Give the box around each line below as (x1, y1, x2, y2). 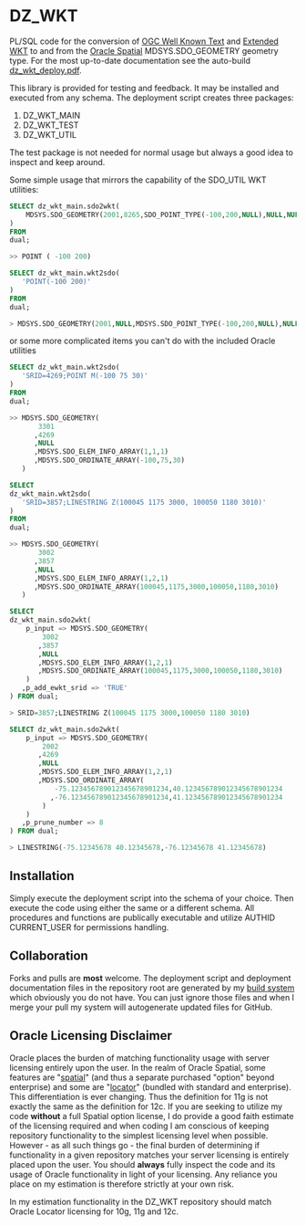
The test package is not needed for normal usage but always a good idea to (9, 147, 294, 158)
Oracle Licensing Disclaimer (9, 1028, 173, 1043)
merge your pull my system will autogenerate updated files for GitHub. (9, 1001, 273, 1012)
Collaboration (9, 948, 88, 964)
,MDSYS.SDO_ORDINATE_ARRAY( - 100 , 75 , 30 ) (33, 456, 185, 466)
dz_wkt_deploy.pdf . (9, 65, 82, 76)
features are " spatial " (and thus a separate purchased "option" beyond (9, 1072, 275, 1083)
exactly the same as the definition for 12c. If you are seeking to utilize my (9, 1101, 283, 1112)
